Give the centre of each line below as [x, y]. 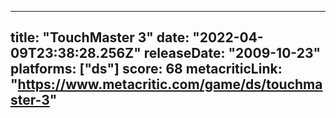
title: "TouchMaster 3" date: [100, 37]
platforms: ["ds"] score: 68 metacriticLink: [146, 69]
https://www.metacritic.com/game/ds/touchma [170, 84]
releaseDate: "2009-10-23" [232, 53]
